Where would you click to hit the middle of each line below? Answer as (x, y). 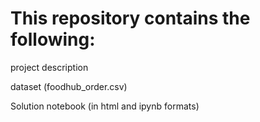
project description (49, 67)
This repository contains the (130, 18)
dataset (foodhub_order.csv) (69, 86)
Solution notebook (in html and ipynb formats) (105, 106)
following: (53, 39)
